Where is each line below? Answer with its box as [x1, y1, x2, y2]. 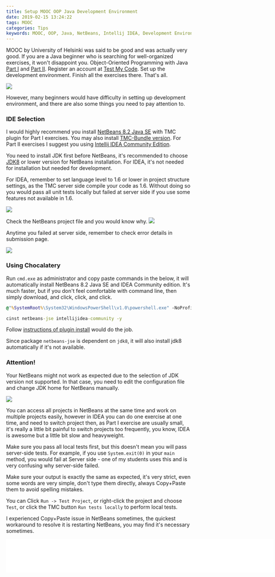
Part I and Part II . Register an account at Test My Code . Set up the [6, 65, 166, 72]
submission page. [6, 236, 49, 243]
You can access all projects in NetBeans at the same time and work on [6, 406, 176, 413]
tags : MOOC [6, 19, 33, 25]
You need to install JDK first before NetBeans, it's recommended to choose [6, 152, 188, 159]
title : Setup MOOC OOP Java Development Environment [6, 8, 138, 15]
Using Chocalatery [6, 261, 61, 269]
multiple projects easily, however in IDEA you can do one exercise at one [6, 413, 182, 420]
